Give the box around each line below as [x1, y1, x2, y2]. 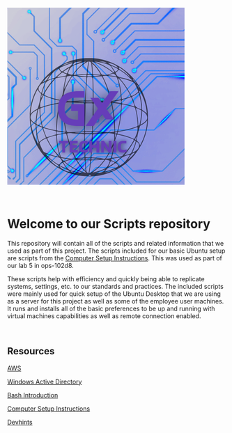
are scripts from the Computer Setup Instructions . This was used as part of [7, 253, 223, 262]
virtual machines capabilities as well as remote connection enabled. [7, 311, 201, 320]
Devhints [7, 418, 33, 426]
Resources [7, 345, 55, 357]
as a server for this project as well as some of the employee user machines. [7, 297, 224, 305]
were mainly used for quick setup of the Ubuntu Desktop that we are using [7, 290, 221, 298]
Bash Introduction [7, 391, 59, 399]
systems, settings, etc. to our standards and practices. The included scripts [7, 282, 224, 290]
